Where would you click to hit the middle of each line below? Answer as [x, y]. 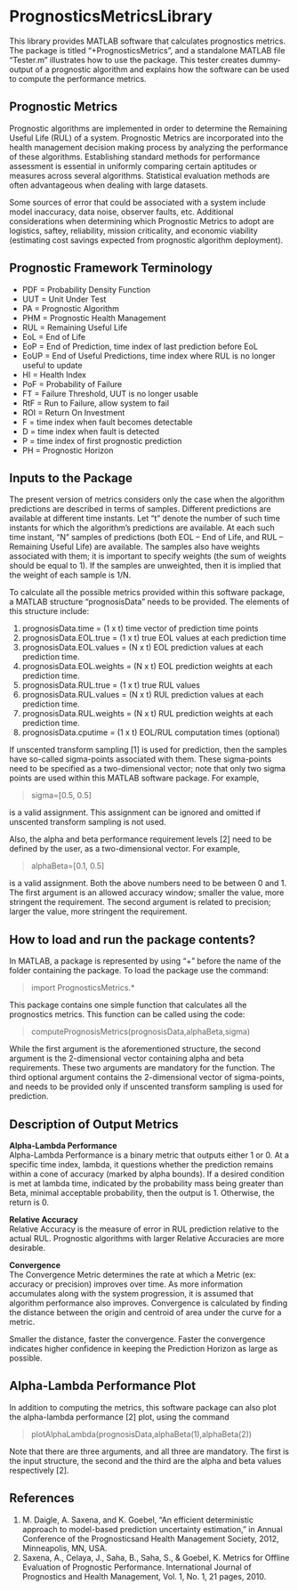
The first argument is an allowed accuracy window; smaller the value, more [147, 892]
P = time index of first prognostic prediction [102, 440]
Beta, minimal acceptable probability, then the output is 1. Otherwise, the [142, 1193]
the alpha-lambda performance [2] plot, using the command [119, 1417]
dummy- [266, 60]
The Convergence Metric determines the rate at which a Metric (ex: [133, 1275]
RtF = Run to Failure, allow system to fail [96, 403]
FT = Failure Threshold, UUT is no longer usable [110, 393]
